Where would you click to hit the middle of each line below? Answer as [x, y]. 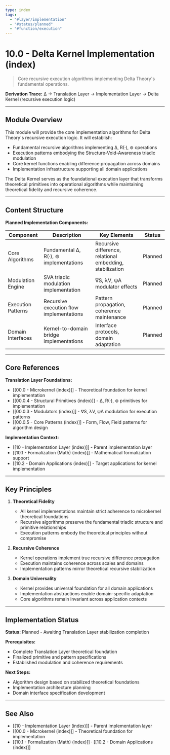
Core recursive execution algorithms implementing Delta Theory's [86, 79]
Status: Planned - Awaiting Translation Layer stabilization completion [77, 632]
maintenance [111, 317]
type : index [18, 10]
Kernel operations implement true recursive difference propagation [90, 558]
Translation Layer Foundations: [39, 380]
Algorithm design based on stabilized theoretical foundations [76, 682]
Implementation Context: [32, 437]
